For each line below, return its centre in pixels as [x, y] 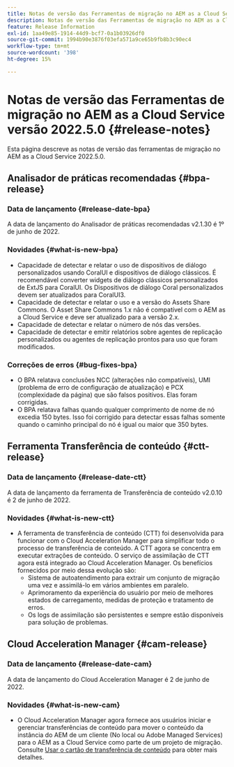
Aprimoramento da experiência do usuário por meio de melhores [120, 592]
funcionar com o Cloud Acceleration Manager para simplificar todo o [116, 540]
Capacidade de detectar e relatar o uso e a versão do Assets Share [114, 302]
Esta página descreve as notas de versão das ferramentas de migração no [114, 149]
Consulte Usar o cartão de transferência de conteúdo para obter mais [117, 750]
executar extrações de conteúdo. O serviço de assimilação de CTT [113, 555]
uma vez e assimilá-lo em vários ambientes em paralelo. [108, 585]
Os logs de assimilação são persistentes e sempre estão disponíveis [126, 615]
